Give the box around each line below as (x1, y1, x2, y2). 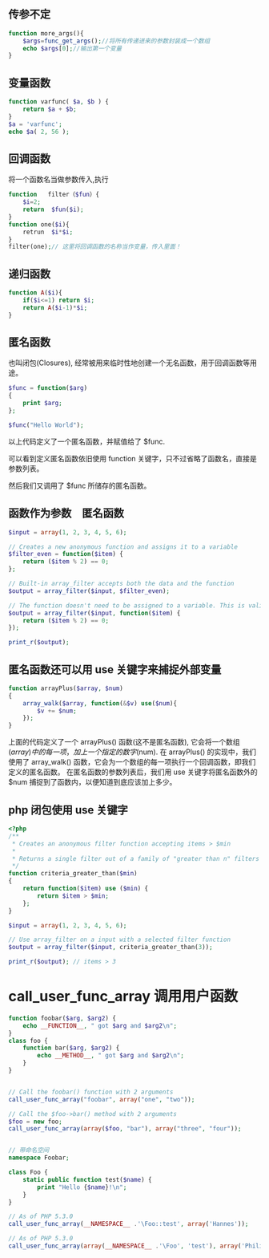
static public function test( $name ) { (22, 1175, 152, 1183)
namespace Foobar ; (8, 1154, 70, 1162)
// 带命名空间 (8, 1146, 50, 1155)
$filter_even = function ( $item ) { (8, 550, 124, 558)
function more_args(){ (8, 29, 84, 38)
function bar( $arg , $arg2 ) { (22, 1044, 120, 1053)
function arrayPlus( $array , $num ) (8, 684, 124, 692)
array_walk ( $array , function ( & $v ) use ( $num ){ (22, 699, 178, 708)
